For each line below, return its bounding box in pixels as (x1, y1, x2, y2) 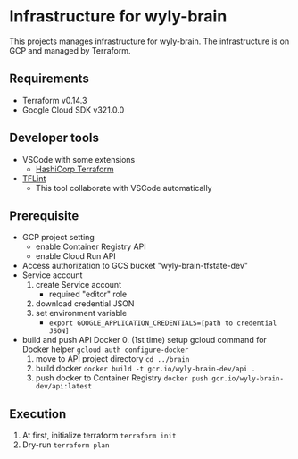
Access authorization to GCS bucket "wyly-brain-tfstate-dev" (21, 261, 248, 271)
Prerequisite (9, 208, 79, 223)
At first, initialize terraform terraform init (21, 430, 177, 441)
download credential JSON (35, 298, 135, 309)
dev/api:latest (35, 382, 92, 391)
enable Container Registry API (35, 241, 146, 252)
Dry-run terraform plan (21, 439, 110, 450)
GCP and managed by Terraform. (9, 45, 131, 55)
